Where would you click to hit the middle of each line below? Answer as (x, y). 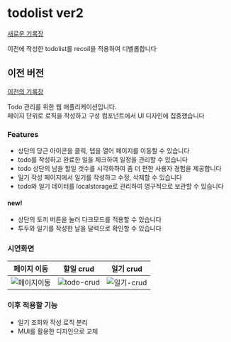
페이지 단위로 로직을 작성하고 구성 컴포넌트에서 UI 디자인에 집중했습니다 (106, 116)
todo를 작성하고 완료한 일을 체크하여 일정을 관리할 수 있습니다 (103, 160)
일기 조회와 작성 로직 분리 (53, 322)
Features (23, 134)
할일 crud (79, 269)
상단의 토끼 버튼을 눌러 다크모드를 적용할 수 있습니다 (89, 220)
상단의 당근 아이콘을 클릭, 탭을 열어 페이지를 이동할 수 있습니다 (103, 151)
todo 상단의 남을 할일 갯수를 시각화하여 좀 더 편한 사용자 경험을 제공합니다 (119, 169)
